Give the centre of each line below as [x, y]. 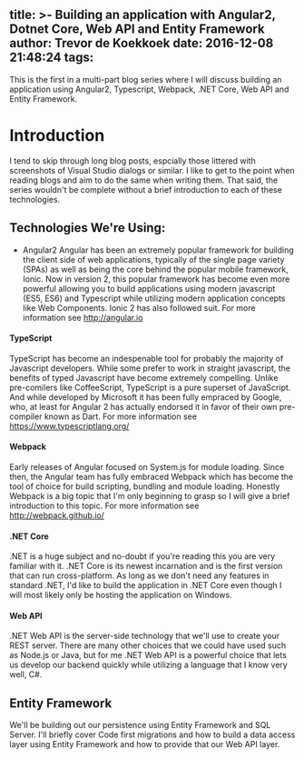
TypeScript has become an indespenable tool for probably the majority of [147, 358]
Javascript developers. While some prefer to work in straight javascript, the [150, 368]
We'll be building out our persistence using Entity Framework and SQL [140, 725]
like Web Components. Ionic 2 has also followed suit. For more [139, 307]
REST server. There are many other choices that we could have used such [148, 645]
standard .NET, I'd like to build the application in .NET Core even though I [146, 585]
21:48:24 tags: [52, 58]
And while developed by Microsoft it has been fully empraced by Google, [146, 397]
